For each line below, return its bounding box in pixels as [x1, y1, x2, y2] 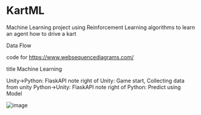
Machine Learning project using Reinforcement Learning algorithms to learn [6, 24, 196, 31]
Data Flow [6, 42, 31, 49]
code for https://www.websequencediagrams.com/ [6, 53, 134, 61]
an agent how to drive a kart [6, 30, 77, 37]
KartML [6, 4, 45, 18]
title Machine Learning [6, 65, 62, 73]
